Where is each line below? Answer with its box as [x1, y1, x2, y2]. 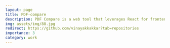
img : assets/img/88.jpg [5, 21, 56, 26]
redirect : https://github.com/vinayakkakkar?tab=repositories [5, 26, 139, 31]
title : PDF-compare [5, 12, 47, 17]
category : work [5, 35, 37, 40]
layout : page [5, 7, 33, 12]
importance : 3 [5, 30, 35, 35]
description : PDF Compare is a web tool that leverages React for [5, 16, 148, 21]
